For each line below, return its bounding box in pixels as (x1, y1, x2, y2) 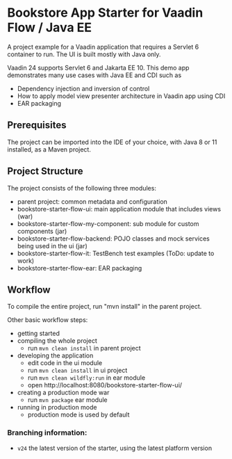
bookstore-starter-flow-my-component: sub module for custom (17, 219, 199, 227)
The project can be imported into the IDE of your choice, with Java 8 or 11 (7, 138, 217, 146)
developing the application (17, 351, 94, 360)
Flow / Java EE (7, 19, 92, 35)
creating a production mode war (17, 388, 110, 397)
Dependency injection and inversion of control (17, 84, 150, 92)
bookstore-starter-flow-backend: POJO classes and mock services (17, 234, 210, 243)
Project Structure (7, 166, 83, 177)
